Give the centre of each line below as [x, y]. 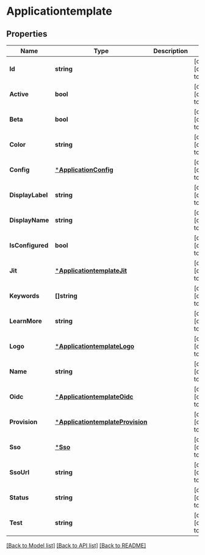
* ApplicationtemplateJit [91, 270]
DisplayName [29, 220]
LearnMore [26, 321]
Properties [27, 34]
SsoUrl [20, 472]
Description [171, 51]
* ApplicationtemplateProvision [101, 422]
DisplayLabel [29, 195]
